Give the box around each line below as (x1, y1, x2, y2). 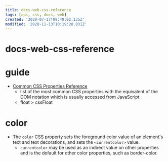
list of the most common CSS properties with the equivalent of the (20, 89, 158, 95)
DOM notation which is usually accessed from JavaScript (20, 94, 140, 100)
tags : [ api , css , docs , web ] (5, 12, 67, 17)
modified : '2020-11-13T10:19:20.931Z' (5, 21, 87, 27)
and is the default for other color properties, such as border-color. (20, 150, 158, 156)
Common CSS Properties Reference (12, 83, 88, 89)
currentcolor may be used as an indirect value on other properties (20, 145, 159, 151)
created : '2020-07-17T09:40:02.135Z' (5, 17, 85, 22)
